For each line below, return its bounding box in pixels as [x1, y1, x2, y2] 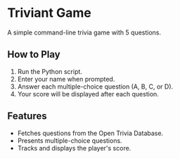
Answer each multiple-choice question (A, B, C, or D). [17, 82, 174, 91]
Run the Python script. [17, 67, 83, 75]
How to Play [7, 49, 61, 61]
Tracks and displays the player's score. [17, 144, 131, 152]
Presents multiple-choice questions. [17, 136, 122, 145]
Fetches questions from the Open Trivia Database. [17, 129, 164, 137]
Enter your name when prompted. [17, 75, 115, 83]
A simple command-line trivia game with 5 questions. [7, 28, 162, 37]
